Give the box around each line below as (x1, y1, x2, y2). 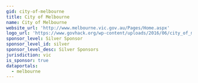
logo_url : (6, 30, 31, 36)
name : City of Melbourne (6, 19, 67, 25)
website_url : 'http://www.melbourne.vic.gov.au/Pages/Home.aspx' (6, 25, 170, 31)
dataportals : (6, 63, 38, 69)
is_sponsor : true (6, 57, 49, 63)
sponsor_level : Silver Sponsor (6, 36, 83, 41)
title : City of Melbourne (6, 14, 70, 20)
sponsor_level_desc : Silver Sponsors (6, 47, 99, 53)
